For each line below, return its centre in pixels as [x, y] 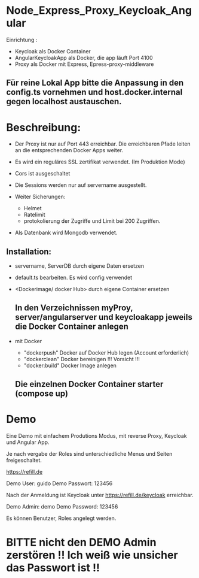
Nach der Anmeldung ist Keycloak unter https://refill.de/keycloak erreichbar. [100, 495]
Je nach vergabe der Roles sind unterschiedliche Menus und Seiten [89, 454]
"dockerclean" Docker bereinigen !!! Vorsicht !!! [82, 359]
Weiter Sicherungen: [40, 197]
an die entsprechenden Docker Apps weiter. [69, 150]
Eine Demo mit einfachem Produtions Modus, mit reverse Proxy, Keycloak [97, 436]
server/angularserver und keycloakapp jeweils [103, 317]
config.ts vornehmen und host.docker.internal [94, 93]
